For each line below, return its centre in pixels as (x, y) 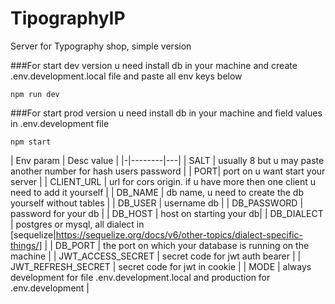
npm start (31, 142)
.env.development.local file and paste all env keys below (126, 76)
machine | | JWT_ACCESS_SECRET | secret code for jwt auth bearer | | (156, 256)
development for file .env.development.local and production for (140, 277)
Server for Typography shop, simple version (101, 46)
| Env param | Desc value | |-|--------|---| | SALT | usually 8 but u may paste (167, 160)
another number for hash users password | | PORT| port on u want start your (168, 171)
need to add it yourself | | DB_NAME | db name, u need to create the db (157, 192)
